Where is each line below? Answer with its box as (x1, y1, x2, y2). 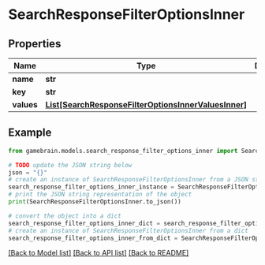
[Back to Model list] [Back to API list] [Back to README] (8, 248, 189, 258)
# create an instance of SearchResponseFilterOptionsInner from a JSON (8, 176, 248, 184)
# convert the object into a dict (8, 211, 122, 220)
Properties (8, 37, 62, 50)
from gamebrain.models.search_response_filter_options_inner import (8, 147, 238, 155)
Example (8, 126, 52, 140)
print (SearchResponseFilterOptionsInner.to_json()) (8, 198, 181, 206)
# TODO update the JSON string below (8, 161, 132, 169)
